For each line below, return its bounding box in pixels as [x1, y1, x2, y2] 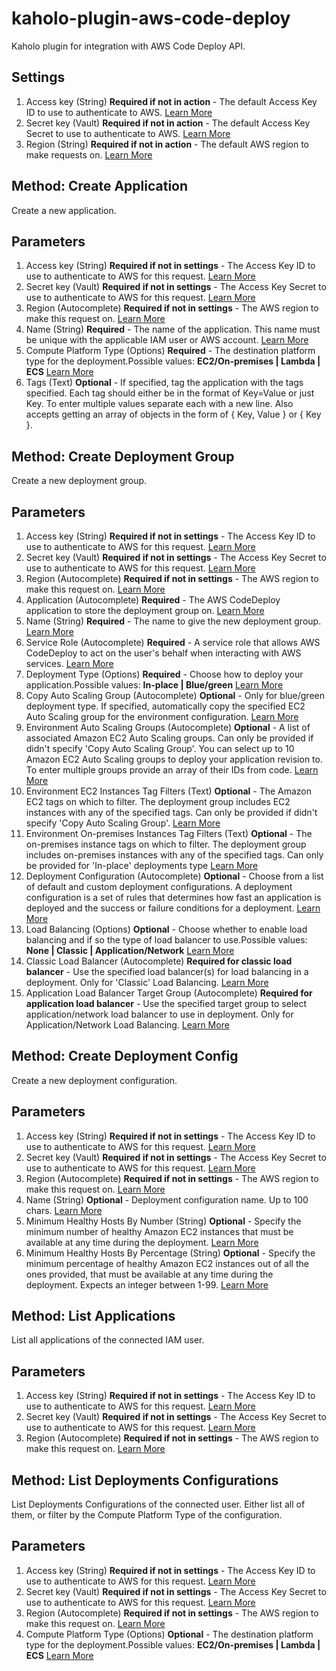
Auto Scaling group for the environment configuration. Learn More [25, 711, 299, 722]
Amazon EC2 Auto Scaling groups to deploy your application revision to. [25, 753, 323, 765]
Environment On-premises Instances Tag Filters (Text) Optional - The [25, 828, 313, 839]
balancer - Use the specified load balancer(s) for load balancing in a [25, 966, 309, 977]
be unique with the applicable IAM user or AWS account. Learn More [25, 334, 309, 346]
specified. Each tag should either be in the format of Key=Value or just [25, 387, 315, 399]
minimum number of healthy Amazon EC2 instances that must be [25, 1225, 294, 1237]
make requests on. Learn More [25, 148, 153, 161]
